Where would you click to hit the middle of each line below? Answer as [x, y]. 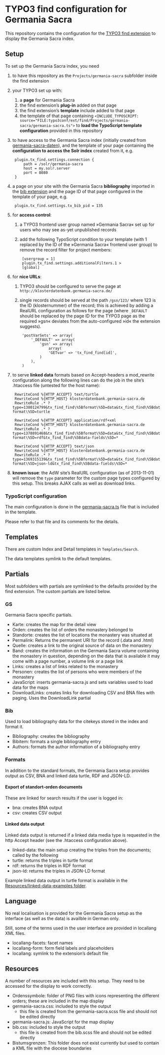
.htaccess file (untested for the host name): [56, 385]
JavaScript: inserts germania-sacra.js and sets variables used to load [82, 682]
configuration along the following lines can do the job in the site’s [78, 380]
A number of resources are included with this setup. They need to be [75, 981]
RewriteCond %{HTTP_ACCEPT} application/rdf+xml [66, 420]
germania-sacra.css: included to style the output [62, 1006]
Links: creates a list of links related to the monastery [65, 666]
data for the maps [30, 687]
